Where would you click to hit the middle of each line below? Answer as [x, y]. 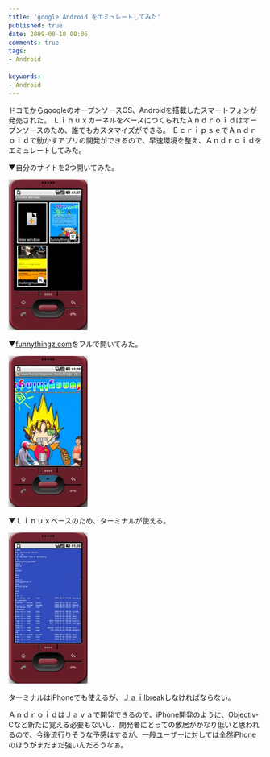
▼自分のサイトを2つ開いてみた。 [64, 167]
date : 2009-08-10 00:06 [48, 34]
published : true [35, 25]
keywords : [25, 77]
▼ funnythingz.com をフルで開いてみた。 [75, 344]
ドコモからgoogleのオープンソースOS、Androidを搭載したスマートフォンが [133, 110]
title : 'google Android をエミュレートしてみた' [85, 17]
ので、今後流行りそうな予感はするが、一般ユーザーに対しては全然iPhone [135, 734]
